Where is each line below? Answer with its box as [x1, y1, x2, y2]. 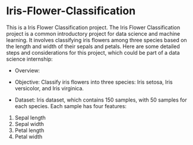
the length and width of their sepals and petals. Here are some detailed [6, 43, 180, 50]
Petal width [14, 133, 43, 140]
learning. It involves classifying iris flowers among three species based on [6, 36, 187, 43]
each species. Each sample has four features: [14, 102, 126, 109]
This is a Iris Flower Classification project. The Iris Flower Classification [6, 24, 181, 31]
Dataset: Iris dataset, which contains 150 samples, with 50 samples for [14, 96, 187, 103]
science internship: [6, 55, 53, 62]
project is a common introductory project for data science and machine [6, 30, 181, 37]
